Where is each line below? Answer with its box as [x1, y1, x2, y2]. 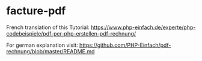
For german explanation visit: [6, 41, 78, 49]
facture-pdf [6, 4, 66, 18]
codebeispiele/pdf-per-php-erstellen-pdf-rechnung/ [6, 30, 136, 37]
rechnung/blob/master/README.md [6, 47, 95, 54]
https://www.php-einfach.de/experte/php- [90, 24, 196, 31]
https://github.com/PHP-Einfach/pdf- [79, 41, 171, 49]
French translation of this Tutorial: [6, 24, 90, 31]
